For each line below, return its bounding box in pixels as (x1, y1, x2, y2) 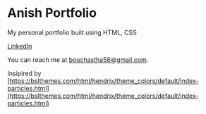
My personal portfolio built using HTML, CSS (7, 28, 138, 37)
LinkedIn (7, 42, 32, 50)
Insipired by (7, 69, 42, 77)
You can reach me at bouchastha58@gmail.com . (7, 55, 149, 64)
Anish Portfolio (7, 5, 97, 21)
